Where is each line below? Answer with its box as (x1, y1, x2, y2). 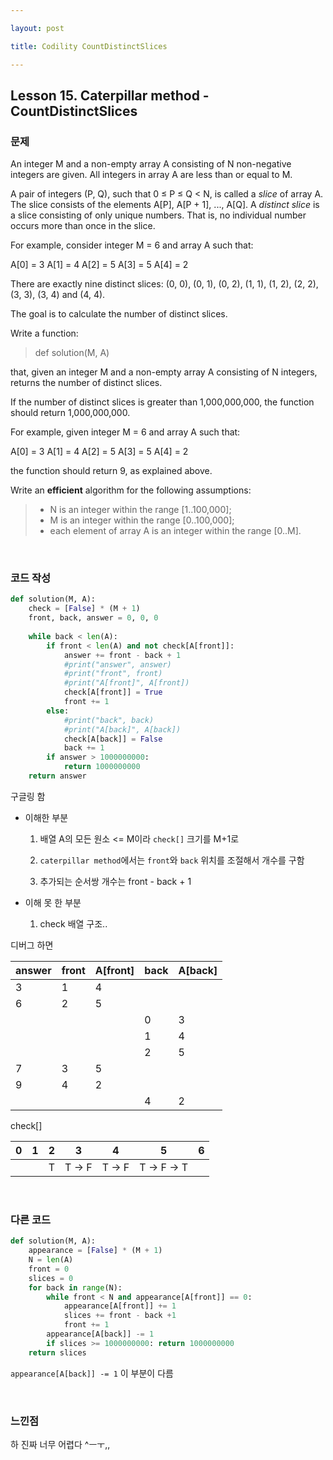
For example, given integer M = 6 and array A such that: (10, 426, 241, 438)
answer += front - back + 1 (63, 650, 182, 660)
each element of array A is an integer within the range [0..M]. (49, 525, 302, 537)
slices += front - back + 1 (63, 1311, 177, 1321)
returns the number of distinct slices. (10, 377, 163, 389)
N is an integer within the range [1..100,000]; (49, 504, 232, 516)
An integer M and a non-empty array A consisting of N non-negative (10, 158, 292, 170)
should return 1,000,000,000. (10, 407, 131, 419)
